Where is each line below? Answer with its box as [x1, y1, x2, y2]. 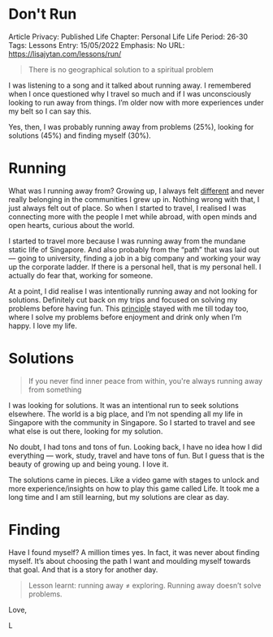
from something [28, 385, 82, 394]
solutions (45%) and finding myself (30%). [8, 131, 152, 140]
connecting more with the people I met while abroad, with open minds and [8, 212, 258, 222]
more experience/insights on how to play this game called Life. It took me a [8, 484, 260, 493]
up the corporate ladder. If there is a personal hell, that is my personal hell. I [8, 261, 262, 272]
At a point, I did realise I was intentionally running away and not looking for [8, 286, 258, 296]
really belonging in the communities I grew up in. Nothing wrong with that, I [8, 194, 260, 204]
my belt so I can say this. [8, 106, 92, 116]
